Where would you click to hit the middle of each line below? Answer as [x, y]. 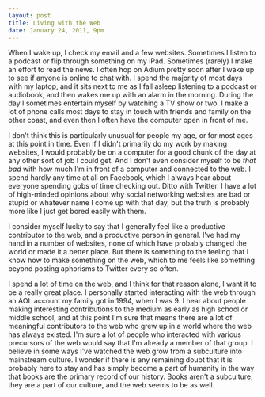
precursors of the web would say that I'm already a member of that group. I [131, 343]
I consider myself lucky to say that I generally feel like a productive [117, 227]
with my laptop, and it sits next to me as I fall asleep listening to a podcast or [132, 86]
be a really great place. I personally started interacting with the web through [132, 292]
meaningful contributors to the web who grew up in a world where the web [130, 326]
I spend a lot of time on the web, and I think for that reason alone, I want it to [132, 284]
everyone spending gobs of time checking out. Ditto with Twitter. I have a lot [132, 186]
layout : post [30, 15]
